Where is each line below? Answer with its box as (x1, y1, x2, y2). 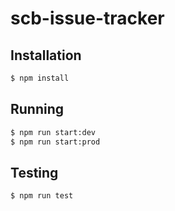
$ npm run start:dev (10, 127, 97, 137)
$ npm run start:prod (10, 137, 101, 147)
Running (10, 101, 65, 118)
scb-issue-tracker (10, 7, 165, 30)
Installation (10, 47, 82, 64)
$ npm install (10, 73, 70, 83)
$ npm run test (10, 191, 74, 201)
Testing (10, 164, 59, 181)
